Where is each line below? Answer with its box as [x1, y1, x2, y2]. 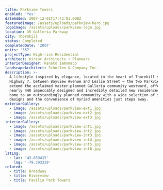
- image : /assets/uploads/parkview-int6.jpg [9, 146, 101, 151]
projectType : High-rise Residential [5, 52, 79, 57]
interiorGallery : [5, 119, 40, 124]
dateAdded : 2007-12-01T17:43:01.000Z [5, 16, 81, 21]
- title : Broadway [9, 169, 47, 174]
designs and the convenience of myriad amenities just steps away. [9, 97, 149, 102]
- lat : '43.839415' [9, 155, 49, 160]
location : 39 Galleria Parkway [5, 29, 68, 34]
